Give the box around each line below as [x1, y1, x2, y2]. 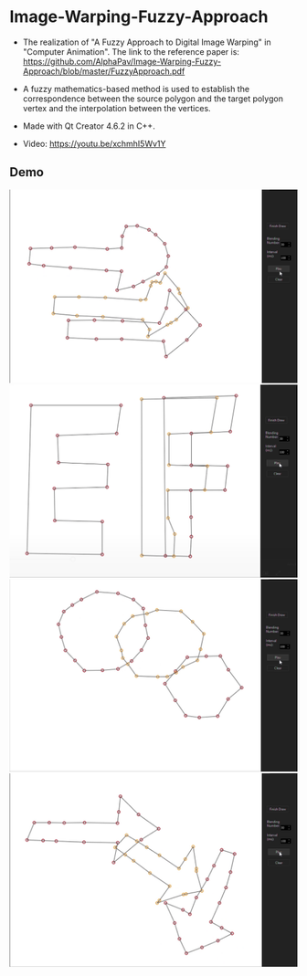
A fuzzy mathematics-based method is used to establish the [22, 83, 249, 94]
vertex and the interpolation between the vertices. [22, 102, 212, 113]
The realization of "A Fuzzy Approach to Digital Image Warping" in [22, 37, 271, 47]
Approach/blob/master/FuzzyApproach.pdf [22, 66, 185, 77]
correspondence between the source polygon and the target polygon [22, 93, 283, 104]
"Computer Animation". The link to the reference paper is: [22, 46, 240, 57]
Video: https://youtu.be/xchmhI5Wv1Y [22, 138, 166, 149]
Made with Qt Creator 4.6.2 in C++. [22, 121, 155, 131]
